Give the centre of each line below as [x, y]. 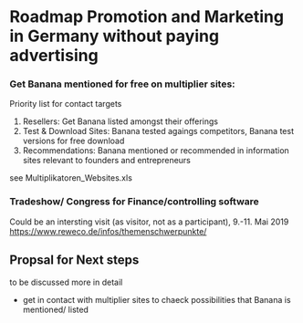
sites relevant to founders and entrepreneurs [107, 161]
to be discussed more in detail [66, 282]
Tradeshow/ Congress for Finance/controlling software [135, 202]
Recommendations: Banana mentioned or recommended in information [156, 151]
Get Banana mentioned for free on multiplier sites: [122, 84]
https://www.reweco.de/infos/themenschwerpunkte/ [108, 231]
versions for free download [73, 141]
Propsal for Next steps [74, 260]
